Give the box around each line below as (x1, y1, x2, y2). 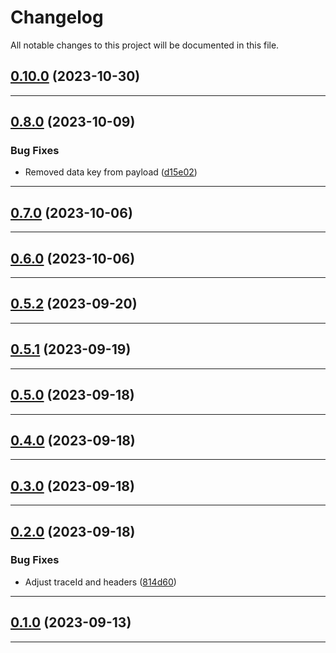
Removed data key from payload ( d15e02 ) (24, 166, 198, 178)
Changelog (10, 6, 104, 29)
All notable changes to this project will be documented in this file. (10, 39, 280, 51)
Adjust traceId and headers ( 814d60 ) (24, 576, 177, 588)
